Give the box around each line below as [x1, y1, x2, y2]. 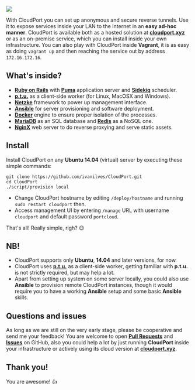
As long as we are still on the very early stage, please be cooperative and [6, 327, 183, 334]
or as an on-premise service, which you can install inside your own [6, 35, 167, 42]
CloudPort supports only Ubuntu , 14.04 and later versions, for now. [14, 256, 177, 264]
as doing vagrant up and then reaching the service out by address [6, 47, 165, 54]
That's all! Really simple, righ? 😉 [6, 224, 85, 231]
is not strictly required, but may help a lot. [14, 269, 115, 276]
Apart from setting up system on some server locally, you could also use [14, 275, 189, 282]
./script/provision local [6, 184, 69, 190]
